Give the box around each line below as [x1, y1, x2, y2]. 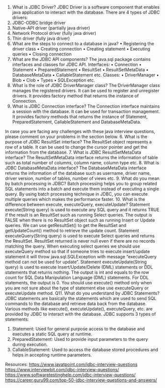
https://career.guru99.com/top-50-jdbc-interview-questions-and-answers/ [5, 377, 157, 383]
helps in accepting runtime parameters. [12, 352, 92, 358]
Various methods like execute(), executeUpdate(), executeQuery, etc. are [5, 306, 153, 311]
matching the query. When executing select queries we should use [5, 243, 140, 249]
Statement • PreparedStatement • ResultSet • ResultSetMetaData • [12, 67, 149, 73]
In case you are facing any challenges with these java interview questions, [5, 129, 156, 134]
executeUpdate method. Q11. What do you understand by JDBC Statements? [5, 290, 160, 296]
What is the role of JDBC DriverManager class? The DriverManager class [12, 83, 160, 88]
